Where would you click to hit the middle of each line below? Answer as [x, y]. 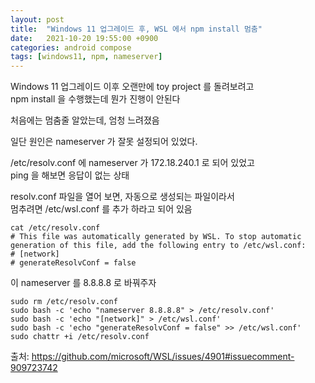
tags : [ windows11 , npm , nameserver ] [86, 57]
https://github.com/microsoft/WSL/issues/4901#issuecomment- [163, 357]
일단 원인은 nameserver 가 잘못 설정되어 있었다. [104, 142]
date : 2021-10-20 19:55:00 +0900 [84, 38]
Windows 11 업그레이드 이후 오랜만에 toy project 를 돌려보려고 [132, 87]
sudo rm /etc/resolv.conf [64, 302]
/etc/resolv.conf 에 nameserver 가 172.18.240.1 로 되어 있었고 [132, 163]
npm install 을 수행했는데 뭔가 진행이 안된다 [95, 99]
